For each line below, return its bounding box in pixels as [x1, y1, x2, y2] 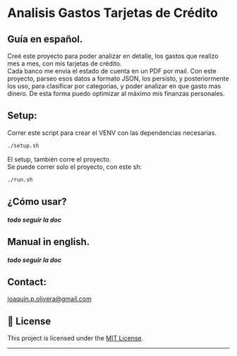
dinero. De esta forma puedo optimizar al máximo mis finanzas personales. [7, 90, 225, 97]
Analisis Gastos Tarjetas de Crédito [7, 5, 219, 21]
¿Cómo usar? [7, 196, 67, 208]
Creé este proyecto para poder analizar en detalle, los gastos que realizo [7, 52, 219, 60]
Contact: [7, 275, 47, 287]
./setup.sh [7, 142, 39, 149]
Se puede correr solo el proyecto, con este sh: [7, 162, 142, 171]
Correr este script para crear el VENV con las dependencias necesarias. [7, 129, 217, 137]
